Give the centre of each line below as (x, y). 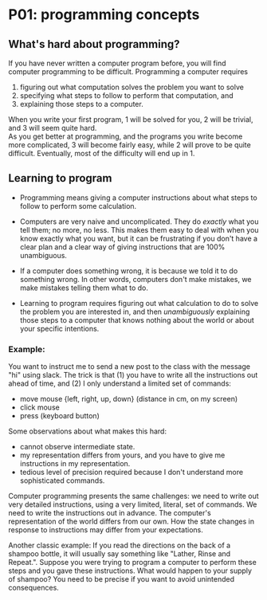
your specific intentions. (59, 328)
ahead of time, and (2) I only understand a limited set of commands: (120, 383)
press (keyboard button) (59, 416)
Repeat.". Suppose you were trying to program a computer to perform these (132, 563)
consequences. (34, 588)
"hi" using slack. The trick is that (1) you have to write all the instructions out (133, 375)
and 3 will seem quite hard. (53, 128)
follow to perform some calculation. (78, 206)
